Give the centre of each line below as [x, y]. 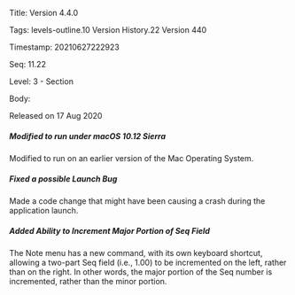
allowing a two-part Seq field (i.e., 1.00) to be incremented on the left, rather [148, 262]
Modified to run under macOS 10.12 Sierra [88, 136]
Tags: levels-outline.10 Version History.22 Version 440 [108, 30]
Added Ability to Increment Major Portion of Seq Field [110, 230]
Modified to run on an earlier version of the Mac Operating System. [132, 158]
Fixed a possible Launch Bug [63, 179]
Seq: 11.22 [28, 64]
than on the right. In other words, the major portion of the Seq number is [141, 272]
